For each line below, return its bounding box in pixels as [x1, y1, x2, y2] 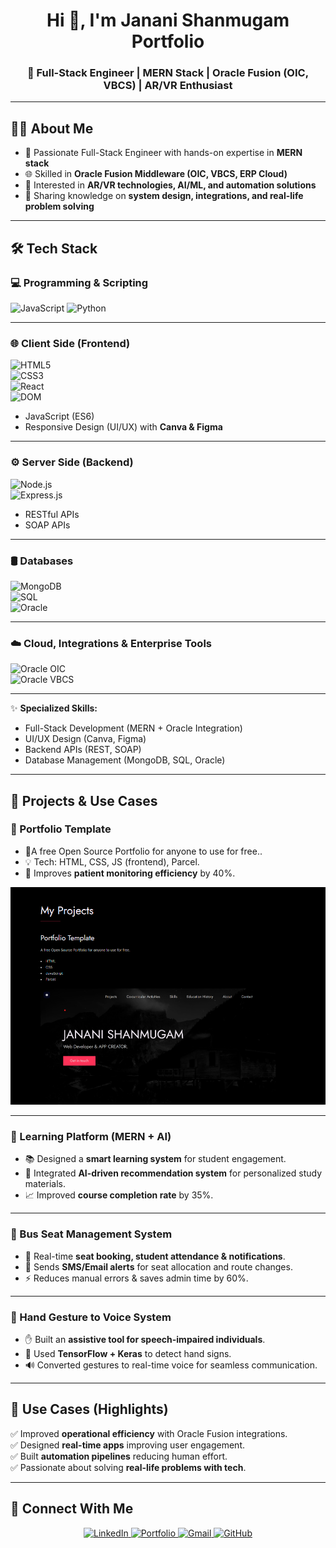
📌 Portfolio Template [10, 822, 112, 836]
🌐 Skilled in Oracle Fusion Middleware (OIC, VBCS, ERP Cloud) [24, 168, 288, 180]
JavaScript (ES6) [24, 410, 95, 423]
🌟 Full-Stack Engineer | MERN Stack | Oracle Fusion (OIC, [26, 66, 310, 80]
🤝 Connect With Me [10, 1500, 134, 1518]
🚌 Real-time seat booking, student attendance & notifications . [24, 1250, 286, 1262]
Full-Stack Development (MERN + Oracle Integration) [24, 722, 243, 734]
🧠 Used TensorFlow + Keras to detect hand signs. [24, 1348, 232, 1359]
